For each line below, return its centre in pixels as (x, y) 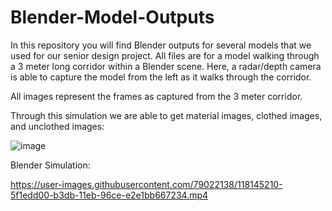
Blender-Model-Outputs (112, 17)
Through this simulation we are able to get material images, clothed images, (166, 115)
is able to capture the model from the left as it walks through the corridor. (161, 77)
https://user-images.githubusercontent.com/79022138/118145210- (146, 184)
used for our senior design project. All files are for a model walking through (165, 55)
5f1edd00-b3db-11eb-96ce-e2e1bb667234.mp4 (109, 195)
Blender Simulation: (50, 165)
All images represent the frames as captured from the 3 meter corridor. (156, 96)
